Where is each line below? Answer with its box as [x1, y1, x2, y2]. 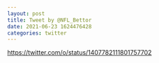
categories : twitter [7, 29, 68, 37]
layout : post [7, 10, 45, 17]
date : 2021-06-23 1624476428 [7, 23, 92, 30]
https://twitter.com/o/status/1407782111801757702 [7, 48, 152, 57]
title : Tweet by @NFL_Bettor [7, 17, 92, 24]
